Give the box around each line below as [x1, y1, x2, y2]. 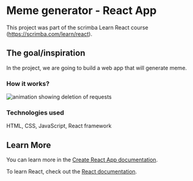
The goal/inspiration [6, 48, 86, 59]
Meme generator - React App [6, 4, 157, 18]
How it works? [6, 79, 50, 88]
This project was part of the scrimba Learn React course [6, 24, 148, 31]
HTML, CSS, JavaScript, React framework [6, 122, 112, 130]
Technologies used [6, 108, 64, 116]
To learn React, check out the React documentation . [6, 168, 137, 176]
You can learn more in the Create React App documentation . [6, 156, 158, 163]
